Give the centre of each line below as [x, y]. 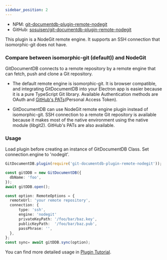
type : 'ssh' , [32, 210]
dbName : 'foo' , [25, 177]
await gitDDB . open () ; [28, 187]
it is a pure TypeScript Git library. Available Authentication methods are [85, 94]
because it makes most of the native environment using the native [80, 120]
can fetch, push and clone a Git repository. [49, 74]
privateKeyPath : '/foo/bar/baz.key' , [58, 219]
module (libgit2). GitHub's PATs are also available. [63, 125]
